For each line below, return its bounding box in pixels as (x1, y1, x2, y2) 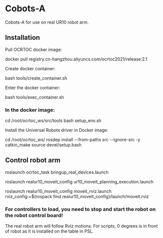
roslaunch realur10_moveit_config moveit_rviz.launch (5, 188, 112, 194)
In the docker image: (5, 106, 55, 113)
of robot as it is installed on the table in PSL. (5, 228, 94, 234)
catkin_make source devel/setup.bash (5, 142, 82, 148)
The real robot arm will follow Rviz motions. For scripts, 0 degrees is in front (5, 223, 158, 229)
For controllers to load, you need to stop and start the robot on (5, 206, 156, 212)
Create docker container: (5, 65, 55, 71)
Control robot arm (5, 156, 61, 165)
